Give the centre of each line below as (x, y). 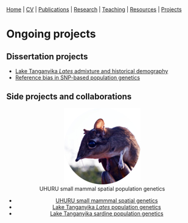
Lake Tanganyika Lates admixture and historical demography (92, 71)
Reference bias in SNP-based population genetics (78, 77)
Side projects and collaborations (69, 97)
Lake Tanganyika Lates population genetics (107, 207)
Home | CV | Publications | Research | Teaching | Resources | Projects (94, 9)
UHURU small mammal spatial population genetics (102, 188)
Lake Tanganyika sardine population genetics (107, 213)
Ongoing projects (51, 34)
